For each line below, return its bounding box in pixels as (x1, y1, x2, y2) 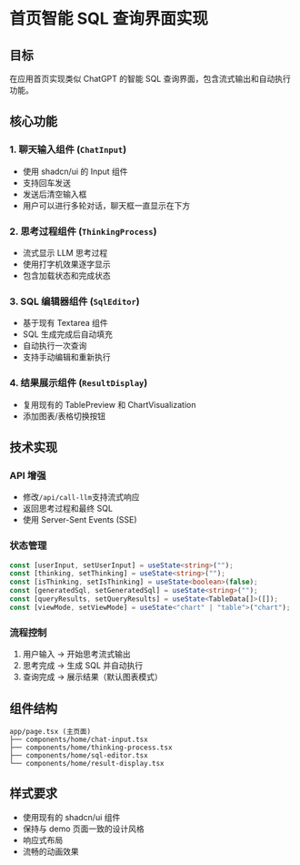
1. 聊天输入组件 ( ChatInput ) (9, 143, 127, 156)
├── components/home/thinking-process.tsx (9, 743, 173, 752)
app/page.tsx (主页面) (9, 727, 92, 736)
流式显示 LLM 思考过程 (22, 247, 108, 258)
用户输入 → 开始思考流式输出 (22, 648, 132, 660)
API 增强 (9, 469, 46, 482)
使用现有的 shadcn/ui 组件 (22, 811, 121, 822)
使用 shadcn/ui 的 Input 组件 (22, 166, 129, 177)
